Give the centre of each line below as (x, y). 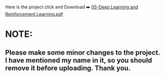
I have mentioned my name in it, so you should (79, 60)
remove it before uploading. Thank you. (68, 68)
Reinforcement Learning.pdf (34, 14)
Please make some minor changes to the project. (83, 52)
